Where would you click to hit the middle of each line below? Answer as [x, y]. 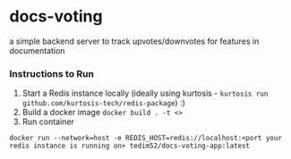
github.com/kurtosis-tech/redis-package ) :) [104, 103]
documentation [37, 50]
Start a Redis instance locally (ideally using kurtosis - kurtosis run [145, 93]
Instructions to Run [51, 73]
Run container [48, 121]
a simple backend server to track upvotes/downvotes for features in [134, 41]
